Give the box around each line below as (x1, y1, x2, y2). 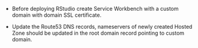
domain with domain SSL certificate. (11, 11, 102, 19)
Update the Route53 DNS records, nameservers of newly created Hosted (11, 23, 193, 30)
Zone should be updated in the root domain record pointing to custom (11, 29, 185, 37)
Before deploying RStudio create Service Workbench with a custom (11, 5, 179, 12)
